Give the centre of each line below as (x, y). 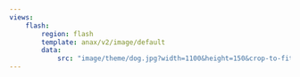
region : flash (67, 34)
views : (21, 17)
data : (52, 50)
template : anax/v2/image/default (104, 42)
